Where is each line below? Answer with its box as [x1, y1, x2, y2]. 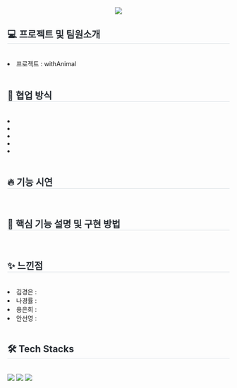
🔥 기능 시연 [7, 176, 53, 189]
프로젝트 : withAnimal [16, 59, 76, 68]
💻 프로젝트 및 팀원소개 [7, 28, 101, 41]
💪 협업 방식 [7, 89, 53, 101]
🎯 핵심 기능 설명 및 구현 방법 [7, 218, 121, 230]
